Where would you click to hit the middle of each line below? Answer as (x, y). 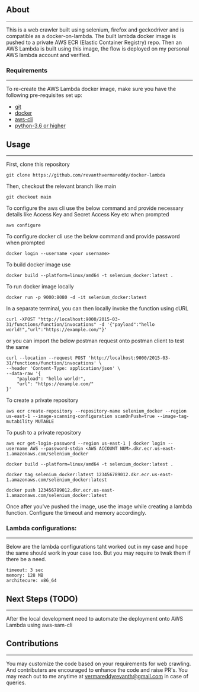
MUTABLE (45, 422)
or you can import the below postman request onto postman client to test (95, 341)
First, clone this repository (38, 164)
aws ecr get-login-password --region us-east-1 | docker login (86, 443)
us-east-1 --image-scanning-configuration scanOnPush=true (81, 416)
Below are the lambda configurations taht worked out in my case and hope (97, 547)
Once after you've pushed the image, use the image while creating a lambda (99, 506)
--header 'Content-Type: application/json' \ (63, 368)
